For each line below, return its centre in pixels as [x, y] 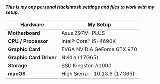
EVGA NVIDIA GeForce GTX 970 [100, 49]
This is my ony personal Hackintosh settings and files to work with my [80, 7]
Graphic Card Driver [32, 58]
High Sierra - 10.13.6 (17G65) [98, 74]
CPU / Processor [28, 41]
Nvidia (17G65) [80, 58]
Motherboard [24, 33]
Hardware [32, 25]
